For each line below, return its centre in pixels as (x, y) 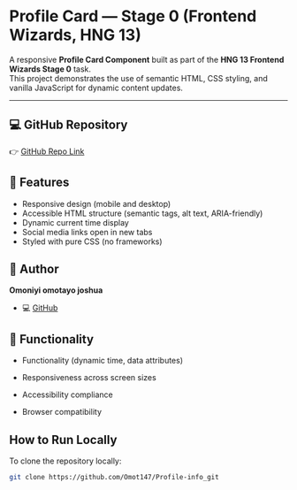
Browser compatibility (62, 412)
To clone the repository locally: (65, 461)
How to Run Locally (63, 440)
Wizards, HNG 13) (75, 35)
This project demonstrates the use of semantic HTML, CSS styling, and (138, 78)
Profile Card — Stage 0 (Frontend (133, 16)
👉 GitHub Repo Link (47, 151)
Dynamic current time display (76, 222)
